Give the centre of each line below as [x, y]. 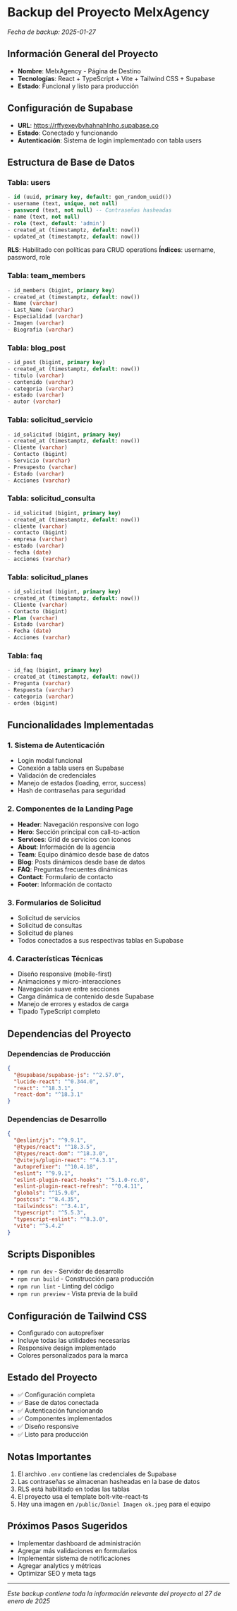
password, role [29, 258]
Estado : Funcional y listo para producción [78, 86]
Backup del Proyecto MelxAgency [109, 12]
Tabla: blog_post [36, 348]
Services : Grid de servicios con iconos [74, 839]
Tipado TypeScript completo [59, 1012]
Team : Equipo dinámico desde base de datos [83, 854]
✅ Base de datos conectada [58, 1402]
